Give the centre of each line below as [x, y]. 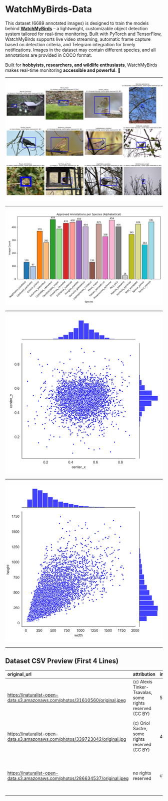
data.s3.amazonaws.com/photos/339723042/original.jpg [67, 739]
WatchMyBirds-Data [49, 9]
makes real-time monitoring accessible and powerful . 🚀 [63, 70]
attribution [144, 674]
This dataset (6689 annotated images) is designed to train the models [77, 23]
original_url [19, 674]
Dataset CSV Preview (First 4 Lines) [62, 661]
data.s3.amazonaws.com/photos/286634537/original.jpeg [68, 778]
